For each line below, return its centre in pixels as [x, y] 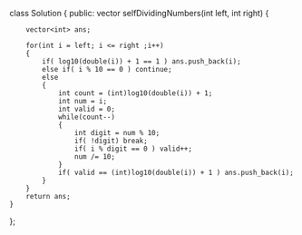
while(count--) [87, 117]
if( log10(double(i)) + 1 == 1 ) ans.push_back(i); [142, 62]
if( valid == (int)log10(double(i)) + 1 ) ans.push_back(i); [176, 172]
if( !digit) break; [111, 141]
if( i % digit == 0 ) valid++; [133, 149]
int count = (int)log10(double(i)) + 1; [135, 93]
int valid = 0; [87, 109]
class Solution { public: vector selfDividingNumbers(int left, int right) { [139, 13]
